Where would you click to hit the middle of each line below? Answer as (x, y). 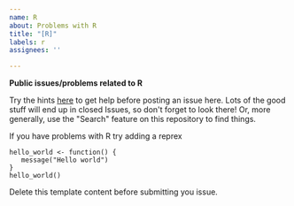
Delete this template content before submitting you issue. (114, 192)
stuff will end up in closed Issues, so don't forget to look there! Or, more (140, 110)
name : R (23, 17)
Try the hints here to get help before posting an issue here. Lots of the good (147, 100)
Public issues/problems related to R (76, 83)
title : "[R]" (33, 34)
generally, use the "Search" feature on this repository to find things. (133, 119)
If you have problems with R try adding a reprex (96, 136)
